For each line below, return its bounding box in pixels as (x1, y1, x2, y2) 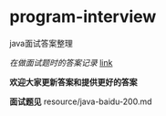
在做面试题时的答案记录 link (9, 57, 113, 68)
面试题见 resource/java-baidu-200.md (9, 96, 152, 107)
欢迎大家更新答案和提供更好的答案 (9, 76, 138, 88)
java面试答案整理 (9, 37, 73, 48)
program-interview (9, 6, 157, 27)
